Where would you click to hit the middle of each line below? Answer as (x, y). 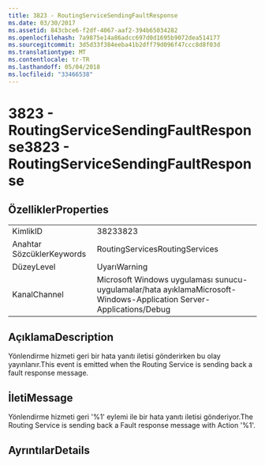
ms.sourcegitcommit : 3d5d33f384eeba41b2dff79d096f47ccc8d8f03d (114, 45)
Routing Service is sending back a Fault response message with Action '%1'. (132, 425)
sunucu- (231, 279)
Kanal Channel (38, 294)
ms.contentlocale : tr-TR (49, 60)
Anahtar (27, 244)
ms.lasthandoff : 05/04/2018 (54, 67)
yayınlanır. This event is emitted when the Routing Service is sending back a (131, 365)
